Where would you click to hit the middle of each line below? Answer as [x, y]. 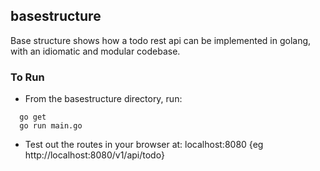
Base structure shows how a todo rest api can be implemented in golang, [161, 40]
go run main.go [51, 126]
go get [33, 117]
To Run [27, 77]
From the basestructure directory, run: [103, 99]
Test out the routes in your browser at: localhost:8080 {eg [144, 145]
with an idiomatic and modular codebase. [95, 51]
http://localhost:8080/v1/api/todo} [94, 155]
